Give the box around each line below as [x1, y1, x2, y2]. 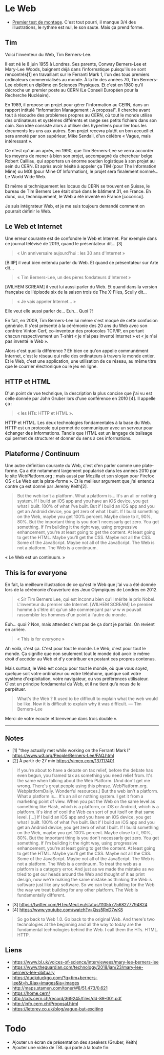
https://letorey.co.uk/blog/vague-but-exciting [12, 1006, 103, 1011]
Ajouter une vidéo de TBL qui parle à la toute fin [12, 1044, 109, 1050]
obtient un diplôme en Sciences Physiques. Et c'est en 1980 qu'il [14, 82, 143, 88]
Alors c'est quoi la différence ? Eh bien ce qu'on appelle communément [5, 348, 149, 353]
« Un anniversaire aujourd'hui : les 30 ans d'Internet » [17, 250, 125, 256]
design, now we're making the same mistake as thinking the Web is [17, 876, 152, 882]
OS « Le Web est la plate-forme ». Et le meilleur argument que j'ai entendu [5, 478, 155, 484]
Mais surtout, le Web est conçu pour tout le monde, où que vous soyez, [5, 665, 149, 671]
